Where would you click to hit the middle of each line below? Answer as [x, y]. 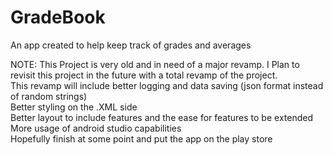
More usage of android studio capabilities [96, 128]
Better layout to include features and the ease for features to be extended [161, 117]
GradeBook [58, 17]
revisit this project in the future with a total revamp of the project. [144, 75]
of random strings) [49, 96]
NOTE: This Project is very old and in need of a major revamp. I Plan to [155, 64]
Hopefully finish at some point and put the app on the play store [141, 138]
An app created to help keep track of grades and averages [131, 45]
